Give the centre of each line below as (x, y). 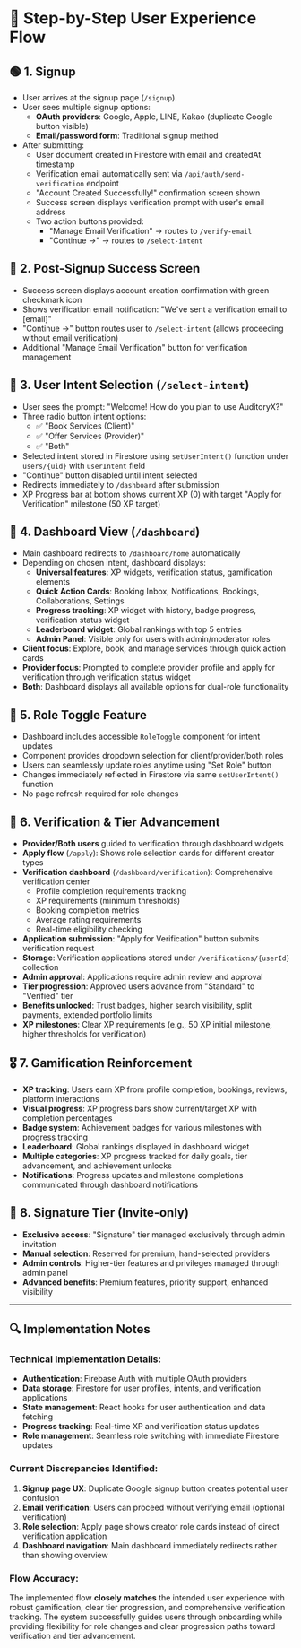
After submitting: (53, 145)
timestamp (55, 164)
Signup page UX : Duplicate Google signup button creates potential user (155, 1488)
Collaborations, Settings (80, 601)
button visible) (62, 126)
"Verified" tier (47, 996)
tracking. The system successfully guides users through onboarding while (146, 1617)
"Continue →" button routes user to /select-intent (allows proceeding (153, 328)
